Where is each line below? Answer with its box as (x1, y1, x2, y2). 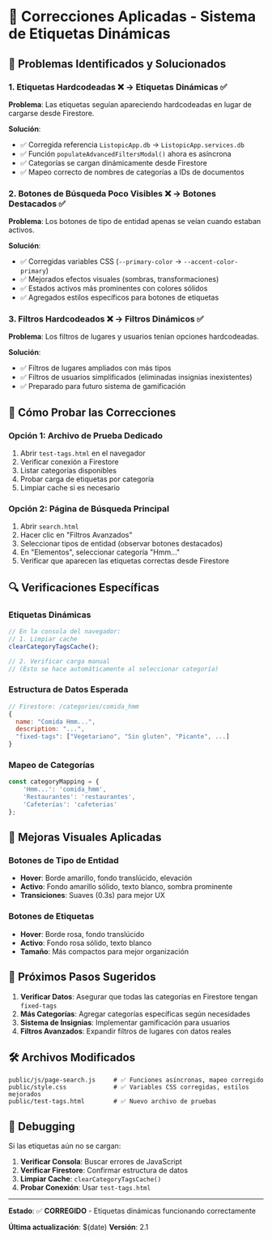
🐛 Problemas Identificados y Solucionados (8, 57, 227, 71)
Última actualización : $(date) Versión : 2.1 (8, 1222, 149, 1233)
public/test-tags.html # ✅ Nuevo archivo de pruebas (8, 1098, 217, 1106)
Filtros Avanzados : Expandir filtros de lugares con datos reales (19, 1026, 232, 1036)
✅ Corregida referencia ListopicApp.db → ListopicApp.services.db (19, 140, 245, 149)
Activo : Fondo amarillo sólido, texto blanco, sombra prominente (19, 882, 233, 891)
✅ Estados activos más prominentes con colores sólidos (19, 283, 208, 293)
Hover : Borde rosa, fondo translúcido (19, 929, 145, 939)
